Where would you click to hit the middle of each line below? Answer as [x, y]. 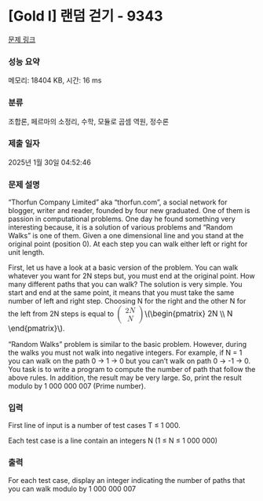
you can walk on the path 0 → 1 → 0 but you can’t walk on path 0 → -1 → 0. [130, 361]
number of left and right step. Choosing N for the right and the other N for [127, 301]
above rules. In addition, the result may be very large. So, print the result [125, 378]
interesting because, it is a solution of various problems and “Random [121, 227]
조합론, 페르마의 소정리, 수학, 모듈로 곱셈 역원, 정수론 [89, 121]
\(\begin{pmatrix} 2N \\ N [188, 313]
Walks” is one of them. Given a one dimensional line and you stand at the [126, 236]
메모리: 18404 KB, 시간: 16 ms [55, 80]
